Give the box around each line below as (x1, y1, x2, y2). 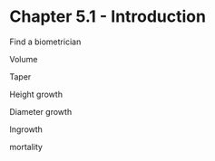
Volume (9, 53, 38, 64)
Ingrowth (9, 124, 44, 135)
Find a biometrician (9, 36, 82, 47)
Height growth (9, 89, 64, 99)
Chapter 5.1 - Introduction (9, 6, 207, 27)
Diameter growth (9, 106, 73, 117)
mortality (9, 141, 44, 152)
